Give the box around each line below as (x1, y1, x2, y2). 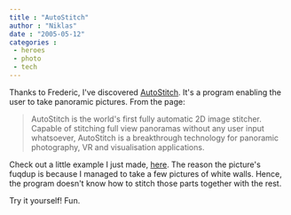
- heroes (12, 46, 46, 55)
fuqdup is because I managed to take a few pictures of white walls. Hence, (9, 168, 282, 179)
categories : (9, 37, 58, 47)
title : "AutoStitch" (9, 12, 90, 22)
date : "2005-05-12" (9, 29, 86, 38)
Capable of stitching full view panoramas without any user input (30, 123, 264, 133)
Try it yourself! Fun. (9, 195, 81, 205)
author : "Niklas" (9, 21, 77, 30)
